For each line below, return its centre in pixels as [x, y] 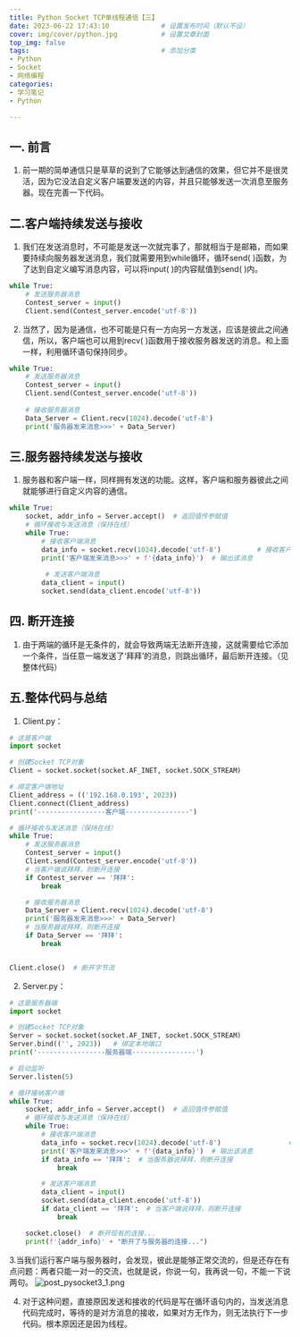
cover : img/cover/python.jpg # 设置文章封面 [109, 34]
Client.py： [43, 721]
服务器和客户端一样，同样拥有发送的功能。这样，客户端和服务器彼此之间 [155, 480]
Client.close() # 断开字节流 [62, 968]
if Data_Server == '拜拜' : [74, 935]
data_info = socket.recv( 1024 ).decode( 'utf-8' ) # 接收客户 [167, 550]
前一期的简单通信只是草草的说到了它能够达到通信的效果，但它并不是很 [151, 170]
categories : [31, 84]
